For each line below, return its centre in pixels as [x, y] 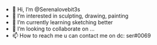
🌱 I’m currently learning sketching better [62, 22]
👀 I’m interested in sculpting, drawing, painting [70, 16]
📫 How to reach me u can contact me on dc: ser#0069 [81, 36]
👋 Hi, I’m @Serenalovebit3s [46, 9]
